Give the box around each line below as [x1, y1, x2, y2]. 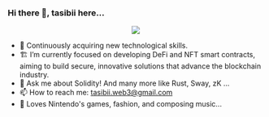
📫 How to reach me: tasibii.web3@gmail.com [19, 88, 173, 98]
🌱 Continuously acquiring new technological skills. [19, 40, 189, 51]
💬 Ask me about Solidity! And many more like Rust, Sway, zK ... [19, 78, 230, 88]
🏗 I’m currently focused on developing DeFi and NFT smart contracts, [19, 50, 256, 60]
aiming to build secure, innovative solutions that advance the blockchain [19, 61, 262, 71]
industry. [19, 70, 50, 80]
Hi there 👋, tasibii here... [7, 7, 105, 19]
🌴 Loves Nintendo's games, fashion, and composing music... [19, 99, 223, 109]
